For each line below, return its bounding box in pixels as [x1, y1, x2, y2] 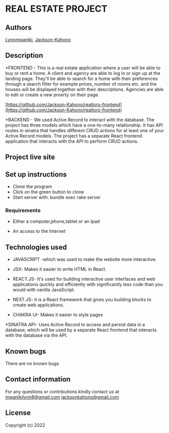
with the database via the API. [5, 332, 68, 338]
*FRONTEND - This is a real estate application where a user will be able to [5, 64, 161, 71]
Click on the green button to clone [12, 189, 84, 195]
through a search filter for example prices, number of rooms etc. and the [5, 81, 157, 87]
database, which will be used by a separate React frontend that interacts [5, 327, 157, 333]
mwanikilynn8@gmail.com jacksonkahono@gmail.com [5, 393, 119, 400]
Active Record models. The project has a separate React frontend [5, 133, 142, 139]
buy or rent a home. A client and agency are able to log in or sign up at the [5, 70, 161, 76]
